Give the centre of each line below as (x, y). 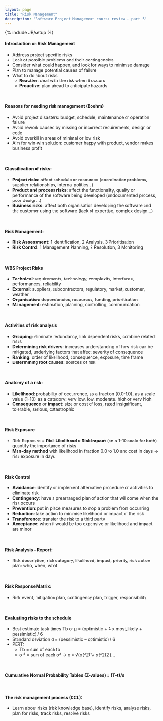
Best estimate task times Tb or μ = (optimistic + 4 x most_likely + (77, 629)
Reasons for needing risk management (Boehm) (54, 106)
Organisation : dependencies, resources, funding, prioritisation (75, 300)
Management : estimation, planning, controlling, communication (76, 305)
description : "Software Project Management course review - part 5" (76, 19)
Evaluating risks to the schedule (38, 618)
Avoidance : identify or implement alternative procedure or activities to (82, 488)
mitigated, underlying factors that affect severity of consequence (77, 352)
